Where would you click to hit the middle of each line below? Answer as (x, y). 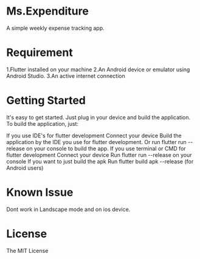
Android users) (25, 168)
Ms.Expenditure (48, 11)
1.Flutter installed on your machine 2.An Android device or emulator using (98, 69)
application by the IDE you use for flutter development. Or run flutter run (96, 142)
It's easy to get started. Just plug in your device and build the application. (98, 117)
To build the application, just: (43, 123)
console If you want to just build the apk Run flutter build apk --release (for (100, 161)
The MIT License (27, 250)
